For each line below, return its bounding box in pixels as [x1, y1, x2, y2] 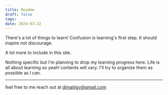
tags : [5, 16, 16, 21]
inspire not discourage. [5, 40, 53, 46]
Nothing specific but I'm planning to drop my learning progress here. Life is [5, 59, 160, 65]
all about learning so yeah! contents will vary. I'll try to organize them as [5, 65, 153, 71]
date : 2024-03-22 [5, 21, 41, 26]
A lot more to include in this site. [5, 50, 71, 56]
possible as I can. [5, 70, 41, 76]
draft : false [5, 12, 32, 17]
